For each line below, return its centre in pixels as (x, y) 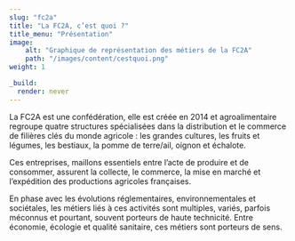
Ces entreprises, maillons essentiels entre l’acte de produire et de (129, 162)
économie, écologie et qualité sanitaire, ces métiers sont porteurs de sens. (146, 227)
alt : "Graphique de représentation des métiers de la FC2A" (139, 51)
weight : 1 (28, 68)
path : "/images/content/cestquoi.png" (97, 59)
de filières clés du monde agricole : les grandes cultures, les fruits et (135, 135)
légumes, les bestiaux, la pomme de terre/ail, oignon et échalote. (128, 145)
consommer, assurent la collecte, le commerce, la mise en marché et (135, 172)
